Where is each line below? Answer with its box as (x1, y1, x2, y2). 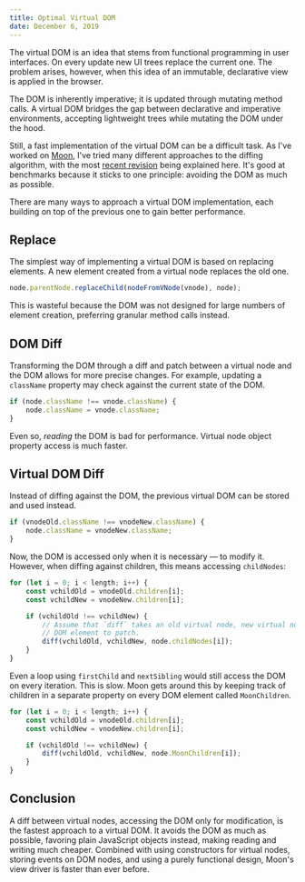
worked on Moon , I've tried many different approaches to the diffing (9, 149, 263, 160)
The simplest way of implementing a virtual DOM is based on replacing (9, 256, 274, 267)
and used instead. (9, 500, 77, 511)
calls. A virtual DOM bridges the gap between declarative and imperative (9, 103, 281, 114)
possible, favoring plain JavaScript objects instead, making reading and (9, 834, 277, 846)
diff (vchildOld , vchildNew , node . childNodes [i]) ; (42, 637, 233, 646)
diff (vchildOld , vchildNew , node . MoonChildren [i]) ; (42, 749, 242, 758)
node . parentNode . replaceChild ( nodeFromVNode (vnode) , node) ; (9, 284, 242, 293)
